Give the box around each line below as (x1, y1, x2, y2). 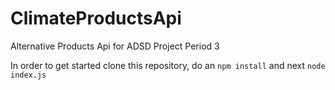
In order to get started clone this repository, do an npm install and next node (10, 59, 326, 71)
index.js (10, 70, 47, 80)
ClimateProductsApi (10, 7, 182, 30)
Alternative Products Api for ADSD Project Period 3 (10, 40, 220, 52)
